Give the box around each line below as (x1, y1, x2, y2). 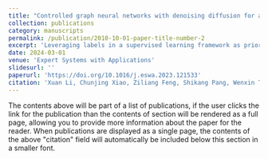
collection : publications (8, 19, 94, 27)
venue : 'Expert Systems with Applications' (8, 57, 156, 65)
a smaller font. (8, 143, 56, 153)
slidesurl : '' (8, 64, 56, 72)
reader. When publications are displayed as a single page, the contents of (8, 125, 250, 136)
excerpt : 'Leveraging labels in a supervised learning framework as (8, 42, 241, 50)
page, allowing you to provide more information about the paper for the (8, 117, 242, 127)
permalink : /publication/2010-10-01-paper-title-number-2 (8, 34, 205, 42)
